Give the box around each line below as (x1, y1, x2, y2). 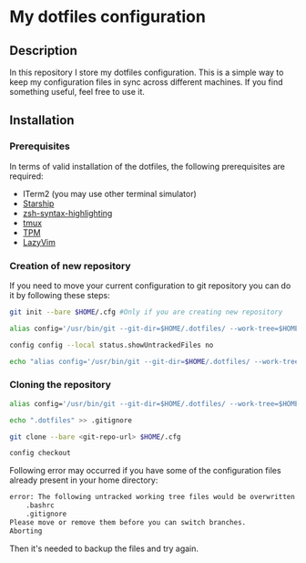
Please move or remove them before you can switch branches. (9, 517, 247, 527)
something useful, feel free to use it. (9, 87, 146, 97)
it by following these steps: (9, 289, 111, 300)
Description (9, 43, 77, 58)
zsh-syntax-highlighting (22, 207, 113, 218)
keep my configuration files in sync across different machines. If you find (9, 77, 284, 88)
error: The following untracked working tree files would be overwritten (9, 493, 296, 502)
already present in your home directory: (9, 474, 158, 485)
